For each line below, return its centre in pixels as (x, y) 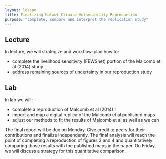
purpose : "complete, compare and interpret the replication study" (77, 19)
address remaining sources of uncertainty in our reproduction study (82, 72)
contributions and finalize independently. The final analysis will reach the (80, 135)
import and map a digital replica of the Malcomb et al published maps (84, 115)
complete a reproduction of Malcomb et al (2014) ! (64, 109)
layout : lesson (21, 10)
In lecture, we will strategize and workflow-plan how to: (62, 52)
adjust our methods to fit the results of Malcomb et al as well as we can (86, 120)
